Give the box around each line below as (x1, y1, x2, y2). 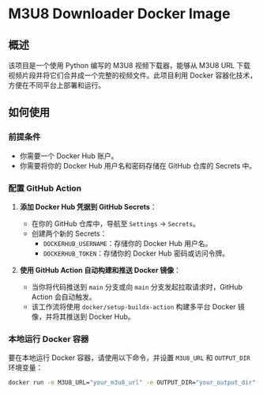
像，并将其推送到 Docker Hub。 (31, 312, 136, 321)
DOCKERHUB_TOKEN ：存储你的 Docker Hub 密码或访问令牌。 (43, 248, 230, 258)
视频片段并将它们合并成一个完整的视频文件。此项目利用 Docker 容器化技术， (8, 70, 257, 80)
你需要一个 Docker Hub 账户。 (19, 151, 118, 161)
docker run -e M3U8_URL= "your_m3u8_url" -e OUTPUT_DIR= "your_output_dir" (8, 379, 257, 387)
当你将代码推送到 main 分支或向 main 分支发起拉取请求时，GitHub (31, 282, 243, 291)
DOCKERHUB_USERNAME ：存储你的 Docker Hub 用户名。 (43, 238, 212, 248)
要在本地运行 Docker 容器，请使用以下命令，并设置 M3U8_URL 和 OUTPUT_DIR (8, 353, 250, 362)
